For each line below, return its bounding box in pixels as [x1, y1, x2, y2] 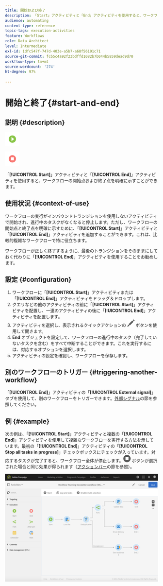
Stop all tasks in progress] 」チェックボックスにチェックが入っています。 [5, 449, 151, 455]
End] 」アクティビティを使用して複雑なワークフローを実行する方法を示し [5, 437, 150, 443]
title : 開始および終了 [5, 8, 46, 13]
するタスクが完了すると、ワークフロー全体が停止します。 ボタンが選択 [9, 458, 158, 464]
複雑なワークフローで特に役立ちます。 [13, 237, 90, 243]
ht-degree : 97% [5, 69, 36, 74]
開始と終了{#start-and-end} [5, 98, 120, 109]
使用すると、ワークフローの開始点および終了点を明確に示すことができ [17, 178, 158, 183]
